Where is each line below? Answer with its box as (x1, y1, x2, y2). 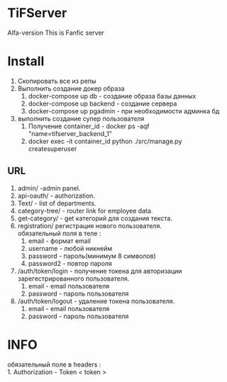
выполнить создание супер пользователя (17, 114, 145, 123)
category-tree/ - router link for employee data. (17, 206, 153, 215)
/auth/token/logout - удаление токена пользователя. (17, 296, 175, 305)
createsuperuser (28, 144, 77, 153)
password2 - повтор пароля (28, 259, 112, 267)
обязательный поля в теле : (17, 229, 101, 237)
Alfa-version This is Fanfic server (7, 28, 105, 37)
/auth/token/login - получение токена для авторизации (17, 266, 182, 275)
